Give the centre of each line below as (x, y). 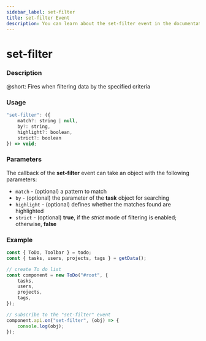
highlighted (29, 211)
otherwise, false (36, 224)
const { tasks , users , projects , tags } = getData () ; (77, 258)
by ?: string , (34, 127)
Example (20, 240)
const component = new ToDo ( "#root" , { (57, 275)
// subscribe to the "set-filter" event (59, 315)
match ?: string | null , (48, 121)
